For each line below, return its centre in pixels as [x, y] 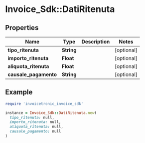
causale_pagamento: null [35, 131]
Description [96, 42]
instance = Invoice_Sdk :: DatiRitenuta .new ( [51, 113]
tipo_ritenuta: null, [32, 117]
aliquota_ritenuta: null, [37, 127]
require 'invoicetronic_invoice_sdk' [44, 103]
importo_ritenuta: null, [35, 122]
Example [19, 92]
